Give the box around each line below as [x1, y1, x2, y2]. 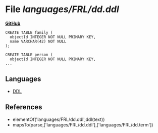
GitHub [5, 20, 21, 26]
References [5, 103, 42, 112]
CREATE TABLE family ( [5, 30, 53, 35]
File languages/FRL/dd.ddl [5, 4, 120, 15]
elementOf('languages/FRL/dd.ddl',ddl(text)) [12, 116, 105, 122]
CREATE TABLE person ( [5, 52, 53, 57]
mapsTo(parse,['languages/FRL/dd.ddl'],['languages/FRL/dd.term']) [12, 121, 153, 127]
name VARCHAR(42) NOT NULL [10, 39, 67, 44]
